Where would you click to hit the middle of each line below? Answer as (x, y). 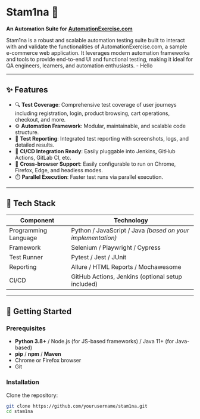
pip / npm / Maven (38, 354)
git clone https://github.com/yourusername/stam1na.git (77, 406)
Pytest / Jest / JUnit (99, 257)
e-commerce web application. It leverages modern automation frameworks (98, 52)
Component (37, 220)
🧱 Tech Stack (31, 204)
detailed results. (35, 145)
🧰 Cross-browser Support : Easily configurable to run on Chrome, (95, 164)
